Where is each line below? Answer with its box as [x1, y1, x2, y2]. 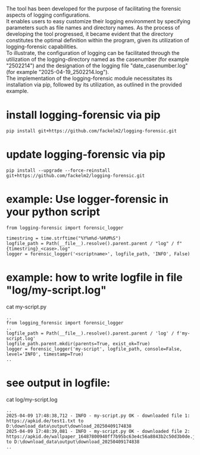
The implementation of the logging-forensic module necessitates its [6, 75, 173, 82]
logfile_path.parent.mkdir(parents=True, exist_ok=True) [6, 341, 151, 346]
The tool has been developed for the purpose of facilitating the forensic [6, 5, 182, 12]
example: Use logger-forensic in [6, 193, 168, 206]
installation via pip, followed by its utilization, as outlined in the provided [6, 81, 182, 88]
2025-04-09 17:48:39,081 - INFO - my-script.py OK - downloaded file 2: [6, 428, 190, 434]
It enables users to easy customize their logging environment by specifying [6, 18, 190, 24]
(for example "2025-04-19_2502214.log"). [6, 69, 109, 75]
